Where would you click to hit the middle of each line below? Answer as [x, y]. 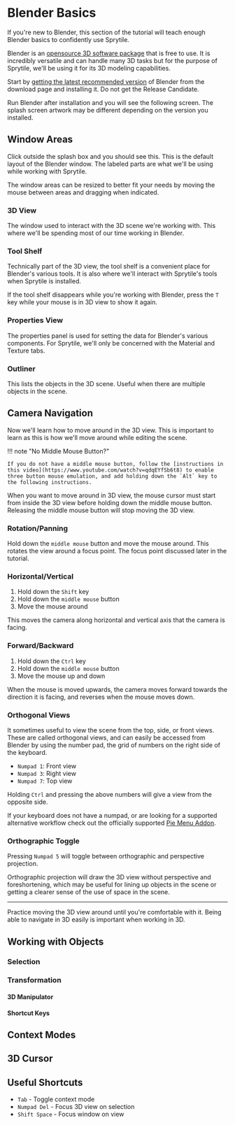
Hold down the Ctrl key [51, 661]
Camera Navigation [50, 413]
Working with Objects [56, 941]
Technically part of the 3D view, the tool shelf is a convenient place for [109, 267]
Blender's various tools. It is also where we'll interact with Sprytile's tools [112, 274]
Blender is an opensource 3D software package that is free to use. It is [109, 53]
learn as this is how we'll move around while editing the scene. [97, 437]
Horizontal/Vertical [41, 576]
